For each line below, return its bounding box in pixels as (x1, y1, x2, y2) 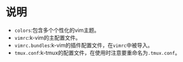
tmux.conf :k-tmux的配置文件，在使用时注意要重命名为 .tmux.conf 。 (14, 49, 181, 56)
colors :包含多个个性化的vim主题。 (14, 26, 100, 34)
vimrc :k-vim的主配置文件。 (14, 34, 81, 41)
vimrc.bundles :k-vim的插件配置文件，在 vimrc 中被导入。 (14, 42, 153, 49)
